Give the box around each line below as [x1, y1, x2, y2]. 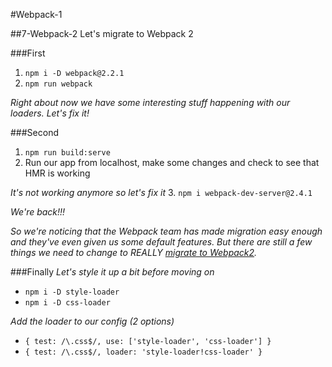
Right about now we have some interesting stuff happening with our [10, 97, 291, 108]
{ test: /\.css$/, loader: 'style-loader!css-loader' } [24, 347, 263, 357]
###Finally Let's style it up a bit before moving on [10, 266, 215, 278]
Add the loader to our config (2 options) [10, 315, 175, 327]
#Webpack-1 [10, 9, 63, 20]
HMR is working [24, 167, 91, 179]
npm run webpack [24, 79, 93, 89]
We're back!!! [10, 206, 66, 218]
